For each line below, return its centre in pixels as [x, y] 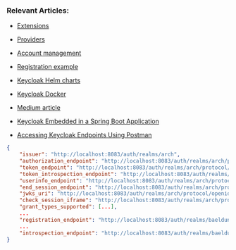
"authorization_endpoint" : [59, 161]
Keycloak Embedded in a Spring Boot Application [88, 121]
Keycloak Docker [41, 94]
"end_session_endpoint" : [56, 187]
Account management [49, 53]
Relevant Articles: [38, 11]
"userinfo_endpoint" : [51, 181]
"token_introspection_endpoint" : [68, 174]
